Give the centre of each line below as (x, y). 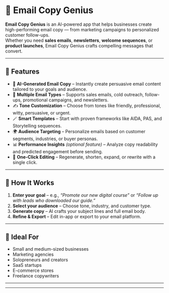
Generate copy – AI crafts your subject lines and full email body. (79, 211)
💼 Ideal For (22, 237)
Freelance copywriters (36, 276)
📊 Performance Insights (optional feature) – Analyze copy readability (85, 144)
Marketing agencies (33, 255)
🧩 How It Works (30, 183)
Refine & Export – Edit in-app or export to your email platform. (77, 216)
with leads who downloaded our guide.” (54, 200)
